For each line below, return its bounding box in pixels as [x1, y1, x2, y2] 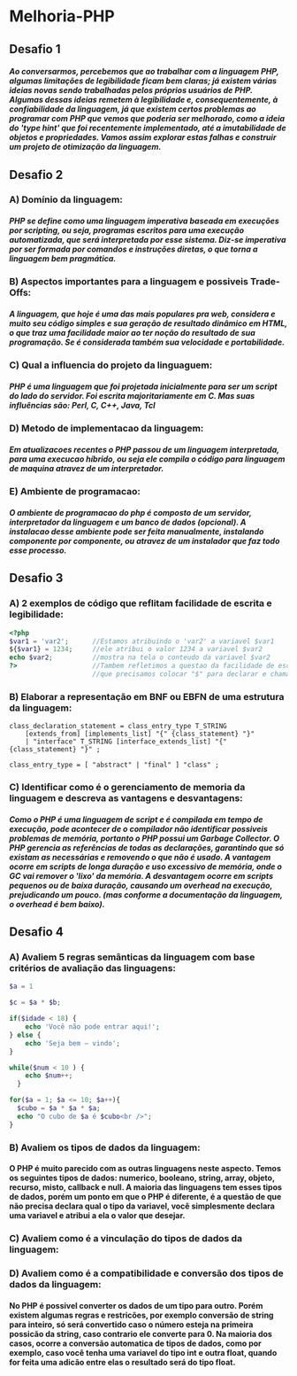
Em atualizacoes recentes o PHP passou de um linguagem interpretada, [9, 444, 280, 455]
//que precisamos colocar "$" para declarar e [92, 670, 267, 679]
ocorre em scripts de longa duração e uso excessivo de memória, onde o [9, 861, 283, 872]
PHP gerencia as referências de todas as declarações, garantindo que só [9, 842, 285, 852]
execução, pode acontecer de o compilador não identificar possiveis [9, 823, 268, 834]
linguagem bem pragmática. [9, 253, 117, 264]
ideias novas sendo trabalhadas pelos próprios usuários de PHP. [9, 85, 254, 96]
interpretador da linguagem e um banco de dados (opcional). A [9, 517, 247, 527]
